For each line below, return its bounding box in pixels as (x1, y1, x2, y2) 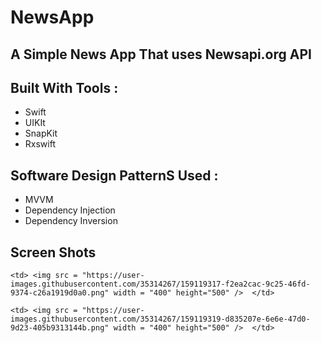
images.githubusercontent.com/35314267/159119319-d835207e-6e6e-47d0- (10, 314, 311, 325)
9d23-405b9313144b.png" (10, 323, 110, 333)
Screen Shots (10, 244, 97, 261)
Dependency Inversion (24, 215, 118, 227)
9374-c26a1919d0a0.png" (10, 288, 110, 298)
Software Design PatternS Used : (10, 167, 219, 184)
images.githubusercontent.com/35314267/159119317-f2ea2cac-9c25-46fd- (10, 279, 311, 290)
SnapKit (24, 127, 58, 140)
